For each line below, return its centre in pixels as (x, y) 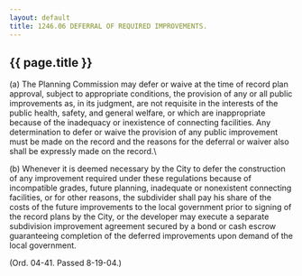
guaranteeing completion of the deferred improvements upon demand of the (151, 236)
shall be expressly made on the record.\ (83, 152)
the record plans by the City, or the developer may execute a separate (139, 216)
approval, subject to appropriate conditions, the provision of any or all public (151, 94)
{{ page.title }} (51, 63)
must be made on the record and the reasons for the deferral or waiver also (150, 142)
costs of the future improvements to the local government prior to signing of (151, 207)
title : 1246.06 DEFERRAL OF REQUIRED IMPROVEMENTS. (108, 26)
